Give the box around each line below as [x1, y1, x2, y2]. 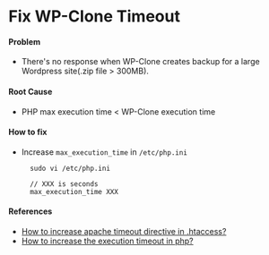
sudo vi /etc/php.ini [30, 164, 111, 173]
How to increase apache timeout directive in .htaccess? [21, 226, 227, 236]
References [8, 206, 53, 217]
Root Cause [8, 86, 53, 97]
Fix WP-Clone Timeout [8, 6, 181, 27]
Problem [8, 36, 41, 47]
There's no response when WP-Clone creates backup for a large [21, 56, 261, 67]
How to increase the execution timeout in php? [21, 235, 194, 246]
